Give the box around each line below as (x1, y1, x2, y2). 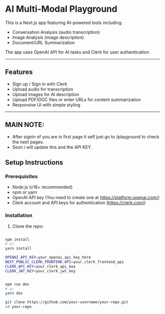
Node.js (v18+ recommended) (12, 184, 73, 190)
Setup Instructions (5, 158, 63, 166)
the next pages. (12, 139, 44, 145)
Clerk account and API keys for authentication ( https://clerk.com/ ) (12, 200, 146, 206)
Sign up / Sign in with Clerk (12, 81, 68, 87)
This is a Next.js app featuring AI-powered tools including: (5, 20, 123, 26)
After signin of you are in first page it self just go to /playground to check (12, 133, 160, 139)
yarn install (5, 246, 32, 251)
